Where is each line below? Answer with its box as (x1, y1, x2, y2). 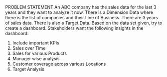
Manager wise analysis (12, 56, 60, 61)
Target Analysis (12, 66, 45, 72)
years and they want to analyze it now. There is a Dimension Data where (5, 9, 154, 15)
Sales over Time (12, 45, 46, 51)
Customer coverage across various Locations (12, 61, 106, 67)
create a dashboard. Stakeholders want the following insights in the (5, 25, 144, 31)
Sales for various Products (12, 50, 67, 56)
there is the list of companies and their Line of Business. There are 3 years (5, 15, 158, 20)
